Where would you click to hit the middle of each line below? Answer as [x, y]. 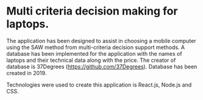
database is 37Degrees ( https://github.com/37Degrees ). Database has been [102, 66]
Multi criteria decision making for [92, 11]
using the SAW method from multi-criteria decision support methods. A [95, 47]
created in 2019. [27, 73]
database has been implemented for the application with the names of [94, 53]
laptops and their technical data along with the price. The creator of [91, 60]
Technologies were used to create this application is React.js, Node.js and [99, 85]
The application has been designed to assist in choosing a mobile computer [101, 41]
